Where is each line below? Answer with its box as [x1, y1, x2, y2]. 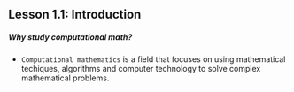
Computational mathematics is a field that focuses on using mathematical [20, 54, 286, 65]
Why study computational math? [8, 31, 133, 42]
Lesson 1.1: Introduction [8, 7, 142, 22]
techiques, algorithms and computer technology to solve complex [20, 64, 261, 74]
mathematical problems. [20, 73, 110, 83]
